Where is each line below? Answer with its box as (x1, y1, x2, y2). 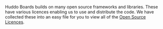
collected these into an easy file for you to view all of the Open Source (5, 14, 146, 19)
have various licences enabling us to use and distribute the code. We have (5, 9, 154, 15)
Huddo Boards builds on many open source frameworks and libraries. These (5, 4, 158, 10)
